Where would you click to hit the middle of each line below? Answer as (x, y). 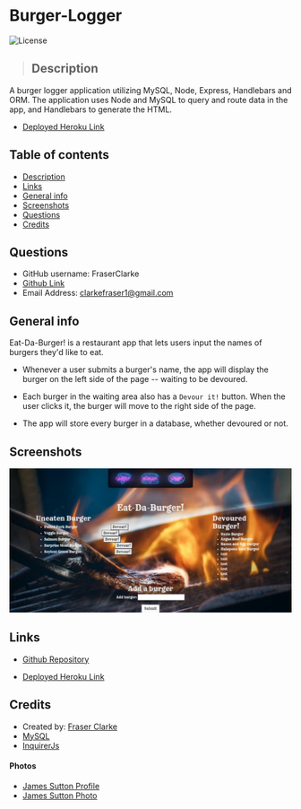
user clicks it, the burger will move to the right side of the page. (139, 406)
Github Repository (56, 659)
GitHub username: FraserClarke (81, 274)
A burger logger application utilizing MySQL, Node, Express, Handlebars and (150, 90)
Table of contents (59, 155)
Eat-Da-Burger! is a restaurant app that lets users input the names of (136, 343)
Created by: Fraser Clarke (70, 726)
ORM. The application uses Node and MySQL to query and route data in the (149, 100)
